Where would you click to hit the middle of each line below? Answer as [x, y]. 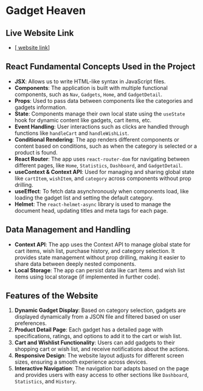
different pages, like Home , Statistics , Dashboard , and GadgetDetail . [98, 165]
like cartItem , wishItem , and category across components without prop [103, 178]
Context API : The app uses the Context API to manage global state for [102, 244]
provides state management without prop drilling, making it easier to [100, 257]
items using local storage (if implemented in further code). [87, 277]
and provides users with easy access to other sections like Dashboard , [101, 375]
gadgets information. [41, 107]
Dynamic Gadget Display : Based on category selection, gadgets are [100, 310]
